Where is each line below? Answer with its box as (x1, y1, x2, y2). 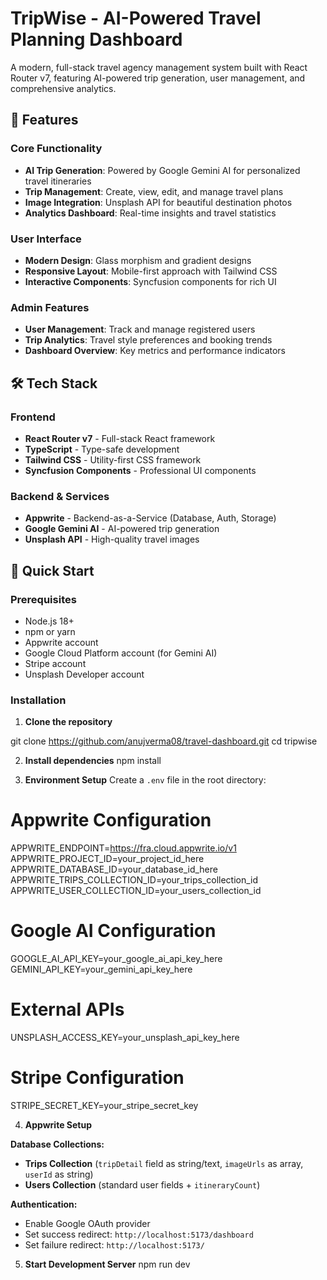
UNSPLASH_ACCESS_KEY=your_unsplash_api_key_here (10, 1032, 240, 1043)
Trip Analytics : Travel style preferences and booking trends (24, 334, 273, 346)
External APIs (10, 998, 125, 1021)
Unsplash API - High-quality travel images (24, 533, 200, 546)
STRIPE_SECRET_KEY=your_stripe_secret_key (10, 1099, 199, 1111)
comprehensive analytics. (10, 82, 117, 94)
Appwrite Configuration (10, 809, 212, 832)
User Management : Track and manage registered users (24, 323, 256, 336)
